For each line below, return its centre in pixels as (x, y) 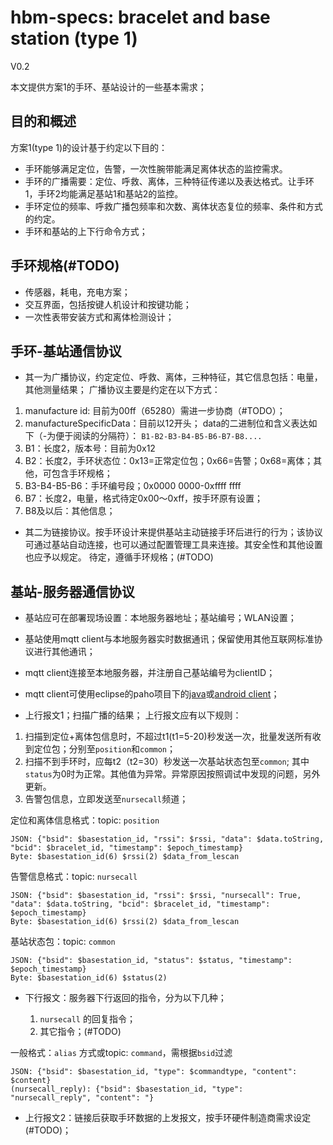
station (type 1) (74, 38)
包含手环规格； (82, 473)
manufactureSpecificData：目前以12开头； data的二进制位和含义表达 (166, 423)
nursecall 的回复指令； (87, 1019)
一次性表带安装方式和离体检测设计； (99, 317)
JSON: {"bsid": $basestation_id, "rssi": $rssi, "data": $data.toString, (167, 839)
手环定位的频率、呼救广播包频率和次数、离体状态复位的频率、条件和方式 (173, 206)
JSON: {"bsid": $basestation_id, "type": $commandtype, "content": (154, 1072)
